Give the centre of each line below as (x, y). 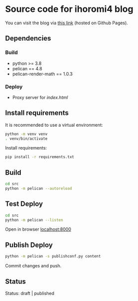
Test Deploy (24, 204)
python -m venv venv (27, 134)
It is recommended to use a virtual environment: (54, 125)
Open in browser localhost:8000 (38, 229)
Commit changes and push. (33, 266)
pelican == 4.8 (27, 68)
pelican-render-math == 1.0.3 (42, 74)
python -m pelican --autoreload (38, 189)
